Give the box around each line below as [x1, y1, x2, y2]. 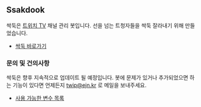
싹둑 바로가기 [15, 42, 47, 49]
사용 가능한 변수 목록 [15, 94, 65, 102]
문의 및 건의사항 [6, 59, 50, 67]
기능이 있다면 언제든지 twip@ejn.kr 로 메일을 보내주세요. [12, 81, 147, 89]
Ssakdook [6, 5, 45, 15]
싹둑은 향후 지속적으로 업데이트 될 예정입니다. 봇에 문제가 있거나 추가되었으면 [6, 74, 189, 81]
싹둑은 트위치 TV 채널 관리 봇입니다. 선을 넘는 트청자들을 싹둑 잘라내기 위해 [6, 21, 184, 29]
